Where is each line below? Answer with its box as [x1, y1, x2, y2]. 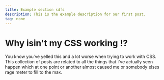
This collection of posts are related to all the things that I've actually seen [5, 59, 153, 65]
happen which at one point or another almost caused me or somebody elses [5, 64, 160, 70]
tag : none [5, 16, 26, 21]
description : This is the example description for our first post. [5, 12, 146, 17]
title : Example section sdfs [5, 7, 65, 12]
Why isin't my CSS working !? [5, 37, 128, 49]
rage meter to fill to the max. [5, 69, 62, 75]
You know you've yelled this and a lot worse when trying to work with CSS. [5, 53, 157, 59]
